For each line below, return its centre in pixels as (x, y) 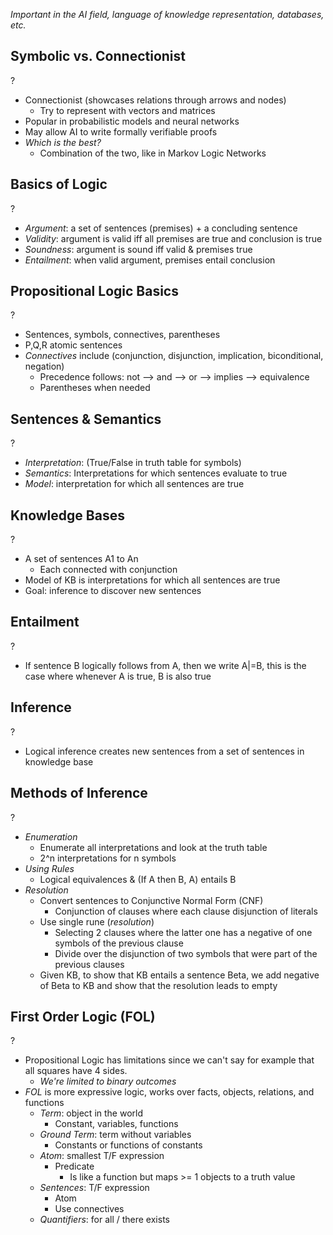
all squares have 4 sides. (76, 1071)
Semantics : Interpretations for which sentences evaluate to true (156, 473)
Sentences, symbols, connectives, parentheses (122, 335)
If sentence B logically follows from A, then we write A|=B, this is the (165, 665)
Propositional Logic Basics (94, 291)
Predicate (74, 1166)
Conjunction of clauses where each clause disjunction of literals (186, 911)
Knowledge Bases (67, 515)
